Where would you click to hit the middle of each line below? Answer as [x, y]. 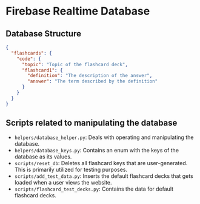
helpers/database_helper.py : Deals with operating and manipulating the [104, 137]
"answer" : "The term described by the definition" [93, 81]
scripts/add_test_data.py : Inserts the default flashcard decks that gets [104, 176]
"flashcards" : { [32, 53]
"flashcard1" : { [42, 70]
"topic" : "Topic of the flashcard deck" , [75, 64]
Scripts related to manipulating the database [92, 123]
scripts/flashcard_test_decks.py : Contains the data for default [94, 189]
